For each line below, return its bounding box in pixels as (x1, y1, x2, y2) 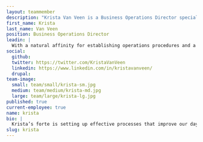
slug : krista (6, 127, 39, 133)
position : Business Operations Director (6, 31, 110, 37)
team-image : (6, 76, 36, 82)
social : (6, 48, 26, 54)
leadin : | (6, 37, 31, 43)
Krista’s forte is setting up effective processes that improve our (11, 121, 188, 127)
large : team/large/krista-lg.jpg (11, 93, 96, 99)
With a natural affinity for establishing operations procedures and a (11, 43, 196, 49)
